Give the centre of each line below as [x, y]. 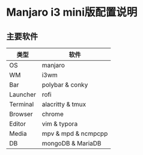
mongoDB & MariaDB [71, 143]
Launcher [23, 95]
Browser [21, 114]
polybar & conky [65, 85]
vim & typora [60, 124]
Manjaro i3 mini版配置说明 [72, 12]
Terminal [22, 104]
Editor [17, 124]
